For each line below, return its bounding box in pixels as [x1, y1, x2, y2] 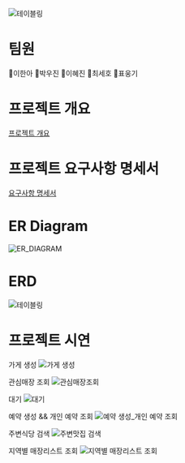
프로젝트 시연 [8, 331, 91, 349]
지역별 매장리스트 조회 [8, 446, 79, 456]
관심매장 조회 [8, 377, 50, 387]
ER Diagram [8, 217, 88, 235]
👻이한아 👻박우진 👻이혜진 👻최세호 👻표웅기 [8, 68, 138, 78]
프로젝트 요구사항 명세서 [8, 160, 160, 178]
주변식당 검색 [8, 428, 50, 438]
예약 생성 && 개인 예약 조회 [8, 411, 93, 421]
